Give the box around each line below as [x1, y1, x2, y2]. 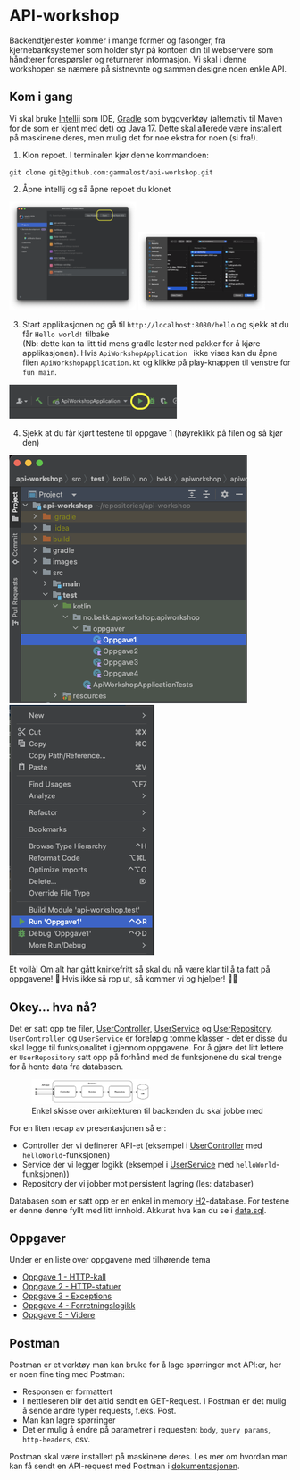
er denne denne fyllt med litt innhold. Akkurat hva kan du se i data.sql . [9, 1204, 267, 1215]
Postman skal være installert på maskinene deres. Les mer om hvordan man [9, 1451, 288, 1462]
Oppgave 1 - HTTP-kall [21, 1272, 107, 1282]
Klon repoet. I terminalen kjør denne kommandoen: [21, 149, 210, 160]
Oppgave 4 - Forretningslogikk [21, 1300, 136, 1311]
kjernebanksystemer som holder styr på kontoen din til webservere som [9, 44, 274, 55]
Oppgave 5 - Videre [21, 1310, 96, 1321]
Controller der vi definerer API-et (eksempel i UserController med [21, 1140, 262, 1151]
